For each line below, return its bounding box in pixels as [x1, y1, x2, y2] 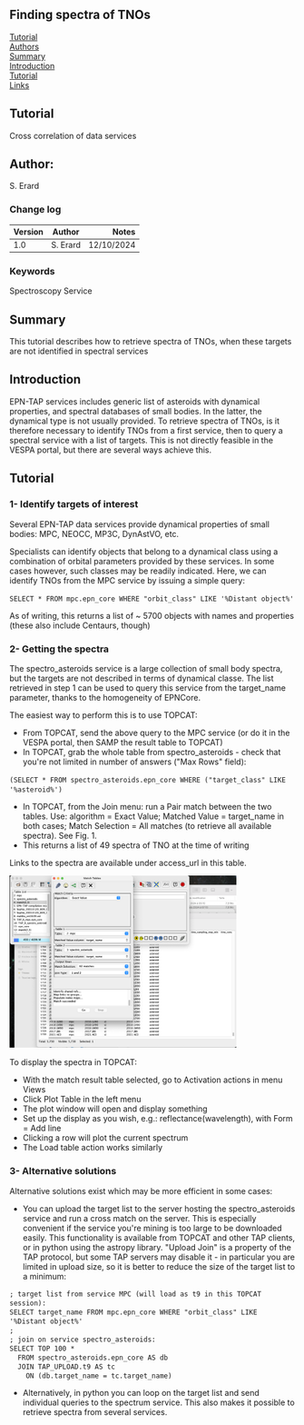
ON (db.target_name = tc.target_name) [25, 1371, 172, 1380]
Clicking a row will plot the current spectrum [22, 1132, 189, 1143]
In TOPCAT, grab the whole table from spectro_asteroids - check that [22, 746, 281, 757]
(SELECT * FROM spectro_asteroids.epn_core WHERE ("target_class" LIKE [9, 775, 286, 784]
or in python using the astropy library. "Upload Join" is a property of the [22, 1241, 292, 1252]
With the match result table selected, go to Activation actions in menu [22, 1074, 283, 1085]
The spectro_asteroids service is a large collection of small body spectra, [9, 663, 283, 673]
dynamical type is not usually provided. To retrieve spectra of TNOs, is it [9, 415, 279, 426]
